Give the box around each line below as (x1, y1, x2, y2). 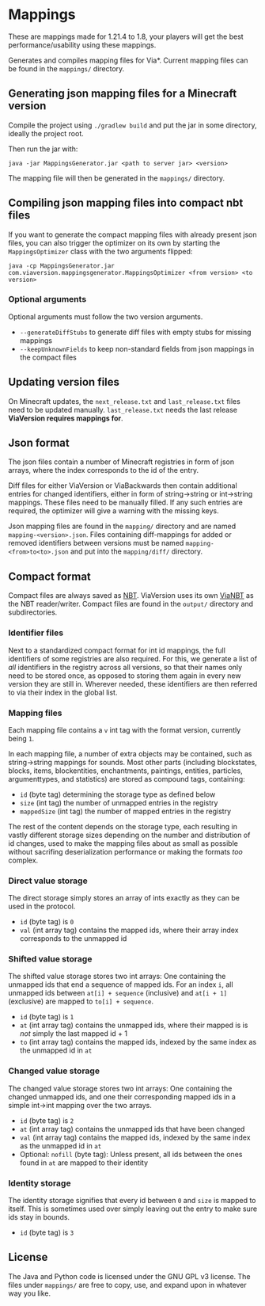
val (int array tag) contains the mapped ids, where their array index (19, 925, 239, 935)
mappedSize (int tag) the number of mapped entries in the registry (19, 806, 232, 816)
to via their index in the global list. (8, 687, 118, 697)
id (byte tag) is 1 (19, 1012, 74, 1022)
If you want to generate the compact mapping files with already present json (8, 230, 257, 239)
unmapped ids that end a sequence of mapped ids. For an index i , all (8, 980, 233, 989)
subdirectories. (8, 607, 58, 617)
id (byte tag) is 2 (19, 1115, 74, 1125)
